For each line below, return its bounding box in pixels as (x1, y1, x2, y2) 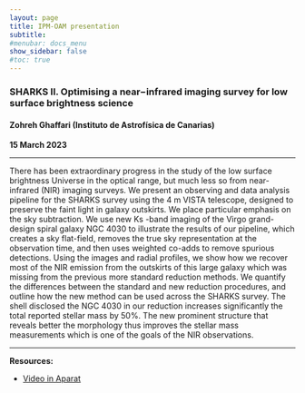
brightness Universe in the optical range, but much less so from (9, 175, 248, 186)
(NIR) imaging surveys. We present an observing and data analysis (40, 185, 290, 196)
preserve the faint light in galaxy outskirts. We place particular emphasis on (9, 204, 292, 215)
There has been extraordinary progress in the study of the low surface (9, 165, 272, 177)
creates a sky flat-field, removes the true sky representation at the (9, 233, 257, 244)
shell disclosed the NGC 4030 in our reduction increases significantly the (9, 300, 283, 311)
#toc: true (9, 55, 51, 64)
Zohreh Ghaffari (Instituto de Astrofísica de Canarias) (9, 119, 215, 130)
